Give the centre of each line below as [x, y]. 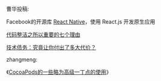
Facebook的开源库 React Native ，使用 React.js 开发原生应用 [81, 22]
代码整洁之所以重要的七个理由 [43, 34]
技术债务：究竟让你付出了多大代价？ [51, 47]
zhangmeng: [22, 60]
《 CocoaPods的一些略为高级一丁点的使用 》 [59, 72]
